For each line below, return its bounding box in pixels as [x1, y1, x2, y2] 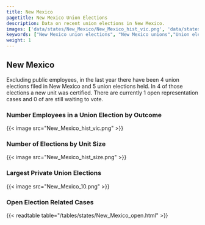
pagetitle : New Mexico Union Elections [6, 15, 108, 21]
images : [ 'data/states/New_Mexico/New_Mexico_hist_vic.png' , [6, 26, 165, 32]
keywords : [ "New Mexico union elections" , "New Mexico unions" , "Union [6, 32, 190, 38]
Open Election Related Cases [6, 198, 94, 206]
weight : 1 [6, 37, 32, 43]
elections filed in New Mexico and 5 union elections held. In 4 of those [6, 82, 183, 90]
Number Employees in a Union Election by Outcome [6, 110, 162, 119]
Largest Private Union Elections [6, 169, 102, 177]
